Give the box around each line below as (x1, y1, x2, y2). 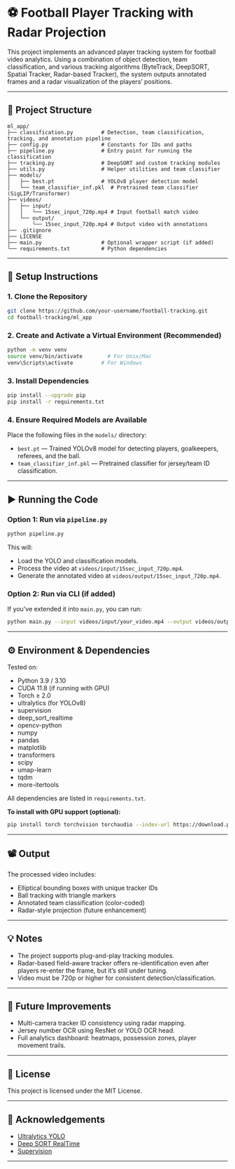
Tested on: (7, 663, 38, 671)
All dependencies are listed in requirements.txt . (7, 794, 146, 802)
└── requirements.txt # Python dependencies (7, 245, 168, 252)
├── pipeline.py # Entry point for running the (7, 147, 192, 154)
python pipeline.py (7, 530, 64, 538)
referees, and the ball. (17, 452, 81, 460)
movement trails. (17, 1041, 66, 1049)
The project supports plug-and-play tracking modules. (17, 951, 175, 960)
